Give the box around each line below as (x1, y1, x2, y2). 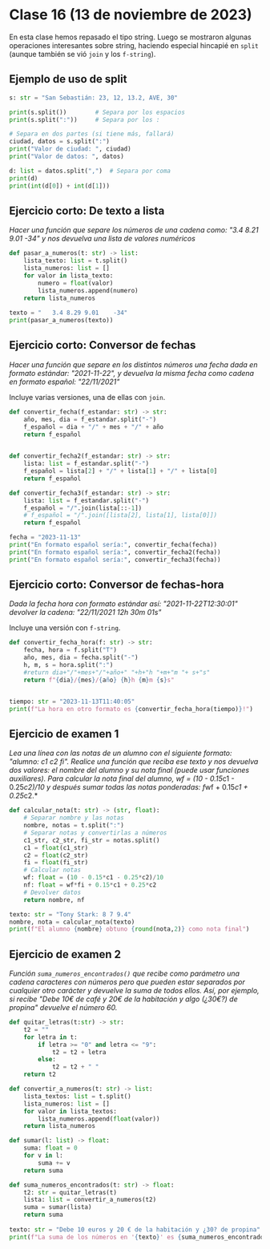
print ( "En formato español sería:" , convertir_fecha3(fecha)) (9, 556, 221, 564)
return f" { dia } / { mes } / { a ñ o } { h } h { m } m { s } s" (23, 676, 175, 684)
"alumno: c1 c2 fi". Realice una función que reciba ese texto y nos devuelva (9, 757, 259, 766)
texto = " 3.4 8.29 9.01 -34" (9, 309, 128, 317)
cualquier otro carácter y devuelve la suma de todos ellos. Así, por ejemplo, (9, 986, 260, 996)
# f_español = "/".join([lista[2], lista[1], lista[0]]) (23, 511, 218, 519)
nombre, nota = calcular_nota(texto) (9, 918, 135, 926)
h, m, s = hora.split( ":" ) (23, 661, 114, 669)
